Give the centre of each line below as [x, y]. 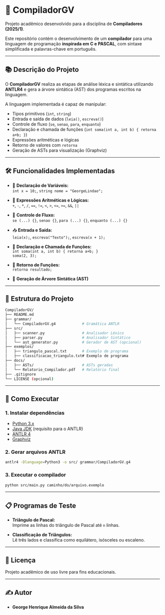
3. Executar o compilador [36, 475]
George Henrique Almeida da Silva [48, 607]
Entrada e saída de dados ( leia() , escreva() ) [58, 119]
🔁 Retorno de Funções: [36, 265]
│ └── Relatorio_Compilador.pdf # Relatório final [62, 370]
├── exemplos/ [20, 347]
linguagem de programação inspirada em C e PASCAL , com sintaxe [74, 43]
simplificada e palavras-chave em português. [51, 49]
